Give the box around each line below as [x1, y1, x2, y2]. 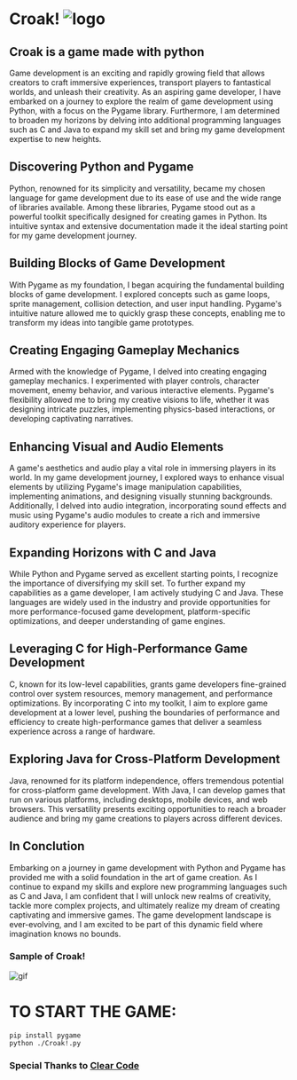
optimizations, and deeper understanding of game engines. [9, 616, 226, 627]
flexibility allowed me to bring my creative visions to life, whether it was [9, 395, 270, 406]
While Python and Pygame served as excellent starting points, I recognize [9, 569, 278, 579]
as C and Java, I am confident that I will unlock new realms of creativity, [9, 890, 272, 901]
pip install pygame [9, 1030, 82, 1040]
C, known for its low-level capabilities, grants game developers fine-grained [9, 679, 286, 690]
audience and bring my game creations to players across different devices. [9, 813, 283, 824]
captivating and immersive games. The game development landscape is [9, 910, 272, 920]
